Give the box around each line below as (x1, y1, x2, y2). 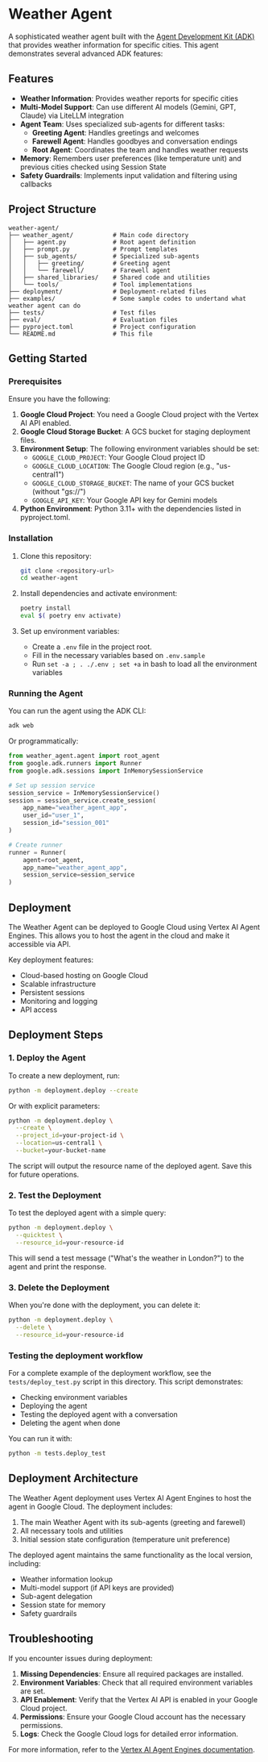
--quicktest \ (15, 1231, 63, 1239)
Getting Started (8, 352, 88, 365)
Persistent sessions (19, 988, 85, 998)
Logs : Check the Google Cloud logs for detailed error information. (19, 1729, 239, 1739)
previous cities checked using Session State (19, 162, 167, 172)
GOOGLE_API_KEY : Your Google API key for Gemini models (31, 495, 218, 505)
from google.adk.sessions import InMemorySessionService (8, 767, 204, 775)
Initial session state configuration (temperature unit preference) (19, 1534, 231, 1544)
